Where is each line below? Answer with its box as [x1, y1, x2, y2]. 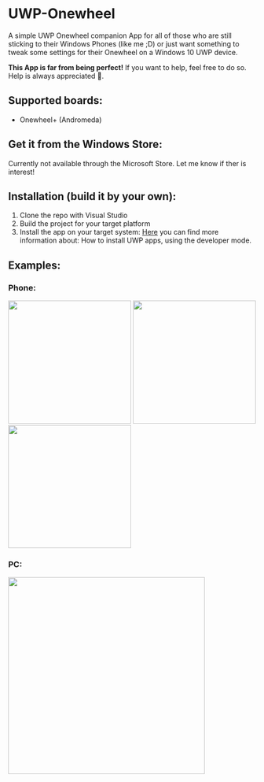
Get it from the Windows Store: [8, 138, 163, 151]
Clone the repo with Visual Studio [19, 210, 128, 221]
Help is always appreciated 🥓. [8, 71, 104, 80]
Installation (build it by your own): [8, 190, 177, 203]
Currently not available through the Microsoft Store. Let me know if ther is [8, 158, 247, 168]
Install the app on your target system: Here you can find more [19, 228, 219, 237]
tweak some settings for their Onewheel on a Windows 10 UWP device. [8, 47, 238, 57]
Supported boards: [8, 94, 103, 107]
